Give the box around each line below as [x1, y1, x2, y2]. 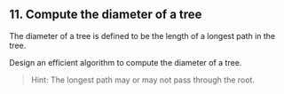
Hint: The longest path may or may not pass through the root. [30, 74, 256, 85]
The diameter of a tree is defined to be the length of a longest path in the [9, 30, 276, 41]
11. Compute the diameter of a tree [9, 7, 202, 22]
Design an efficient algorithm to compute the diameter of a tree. [9, 57, 242, 67]
